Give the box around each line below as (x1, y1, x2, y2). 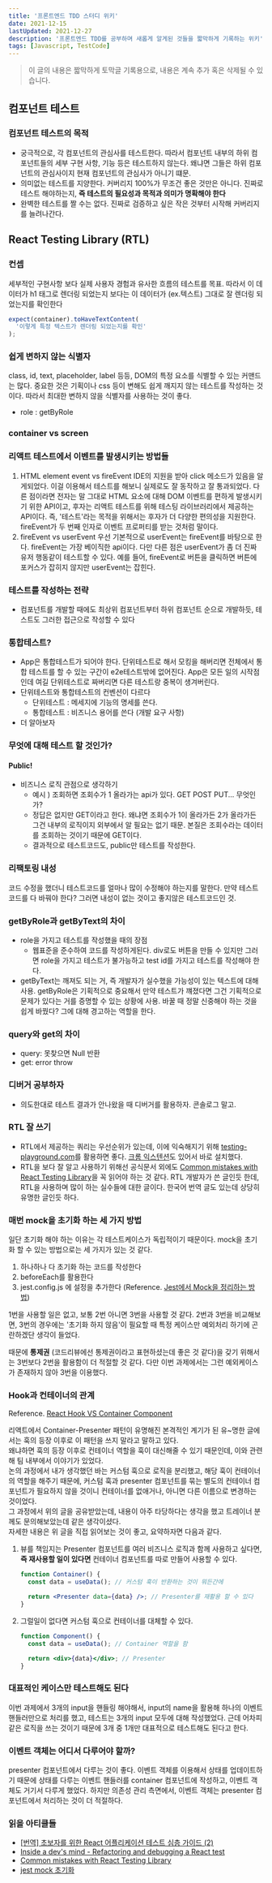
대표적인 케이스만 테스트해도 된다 (8, 1683, 130, 1694)
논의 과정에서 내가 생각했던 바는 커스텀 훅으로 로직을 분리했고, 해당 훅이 (8, 1466, 233, 1476)
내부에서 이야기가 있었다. (25, 1456, 104, 1466)
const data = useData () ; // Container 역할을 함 (28, 1640, 188, 1648)
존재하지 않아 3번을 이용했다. (16, 1368, 108, 1377)
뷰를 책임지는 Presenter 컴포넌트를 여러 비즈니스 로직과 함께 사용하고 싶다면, (19, 1544, 262, 1554)
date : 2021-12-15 (8, 19, 67, 28)
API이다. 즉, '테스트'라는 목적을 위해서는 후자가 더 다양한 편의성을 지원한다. (19, 511, 257, 521)
